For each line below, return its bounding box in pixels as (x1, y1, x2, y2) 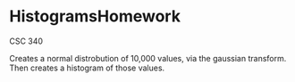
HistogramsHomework (9, 6, 181, 27)
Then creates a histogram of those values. (9, 62, 165, 73)
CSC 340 (9, 36, 43, 46)
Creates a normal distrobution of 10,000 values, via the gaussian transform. (9, 53, 287, 63)
